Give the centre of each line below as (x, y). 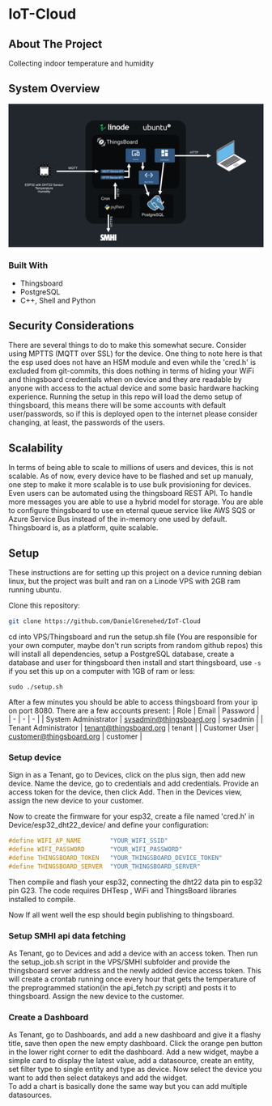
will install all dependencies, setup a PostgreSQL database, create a (121, 654)
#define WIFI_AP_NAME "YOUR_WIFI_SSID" (88, 841)
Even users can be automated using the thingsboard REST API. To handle (131, 494)
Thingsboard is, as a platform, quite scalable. (83, 528)
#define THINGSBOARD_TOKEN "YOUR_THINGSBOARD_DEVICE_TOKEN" (115, 858)
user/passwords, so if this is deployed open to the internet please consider (133, 414)
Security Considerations (72, 326)
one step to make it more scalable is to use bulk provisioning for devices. (130, 485)
